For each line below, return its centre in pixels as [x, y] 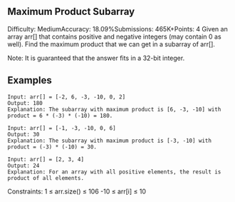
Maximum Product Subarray [71, 12]
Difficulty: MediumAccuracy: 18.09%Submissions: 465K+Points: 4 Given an [117, 29]
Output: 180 [25, 103]
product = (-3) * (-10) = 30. [52, 147]
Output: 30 [23, 134]
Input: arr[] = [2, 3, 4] [46, 159]
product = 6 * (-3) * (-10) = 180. [60, 116]
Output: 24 [23, 166]
